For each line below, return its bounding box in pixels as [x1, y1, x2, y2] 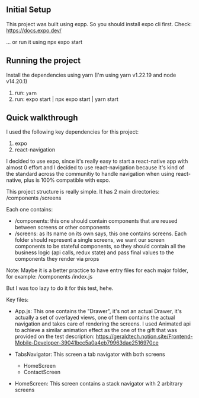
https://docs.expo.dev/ [6, 27, 62, 34]
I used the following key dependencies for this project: [6, 128, 139, 135]
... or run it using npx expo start [6, 38, 83, 45]
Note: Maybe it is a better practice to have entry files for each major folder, [6, 267, 188, 274]
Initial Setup [6, 5, 52, 15]
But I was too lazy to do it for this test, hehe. [6, 285, 114, 292]
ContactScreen [23, 368, 61, 376]
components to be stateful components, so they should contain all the [14, 243, 185, 250]
